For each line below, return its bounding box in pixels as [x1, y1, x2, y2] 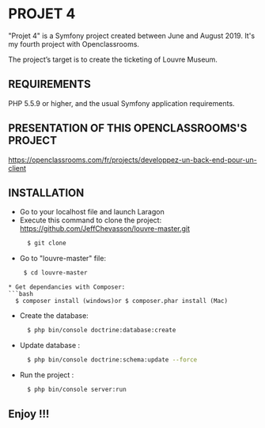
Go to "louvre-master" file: [19, 254, 107, 263]
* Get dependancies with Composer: [8, 283, 126, 291]
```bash [8, 290, 34, 298]
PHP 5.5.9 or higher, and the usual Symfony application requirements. [8, 98, 235, 108]
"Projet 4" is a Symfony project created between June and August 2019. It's [8, 31, 256, 40]
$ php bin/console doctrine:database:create [27, 326, 176, 335]
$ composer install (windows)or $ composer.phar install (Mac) [15, 297, 228, 305]
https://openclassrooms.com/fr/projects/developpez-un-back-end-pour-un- [8, 155, 257, 165]
